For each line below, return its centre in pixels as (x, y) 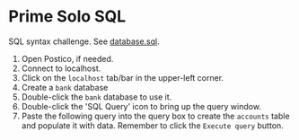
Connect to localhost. (61, 68)
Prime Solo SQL (67, 17)
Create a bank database (65, 87)
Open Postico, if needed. (67, 58)
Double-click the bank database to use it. (97, 97)
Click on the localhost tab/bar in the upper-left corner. (123, 77)
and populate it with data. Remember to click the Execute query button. (152, 125)
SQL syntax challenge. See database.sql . (84, 41)
